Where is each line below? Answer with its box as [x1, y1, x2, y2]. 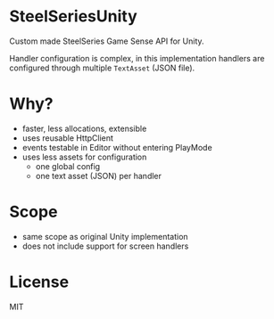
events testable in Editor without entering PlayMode [21, 142, 212, 152]
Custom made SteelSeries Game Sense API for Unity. [9, 36, 204, 46]
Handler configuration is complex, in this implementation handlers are [9, 53, 265, 63]
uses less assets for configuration [21, 151, 147, 162]
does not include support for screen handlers [21, 241, 189, 251]
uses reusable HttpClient [21, 132, 114, 143]
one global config [35, 160, 101, 171]
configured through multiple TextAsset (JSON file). [9, 62, 195, 73]
